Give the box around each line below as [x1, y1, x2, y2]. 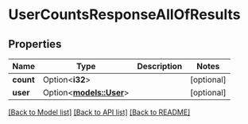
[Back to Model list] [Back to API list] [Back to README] [8, 107, 191, 117]
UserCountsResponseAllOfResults [8, 6, 241, 24]
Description [137, 61, 183, 72]
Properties [8, 37, 62, 51]
